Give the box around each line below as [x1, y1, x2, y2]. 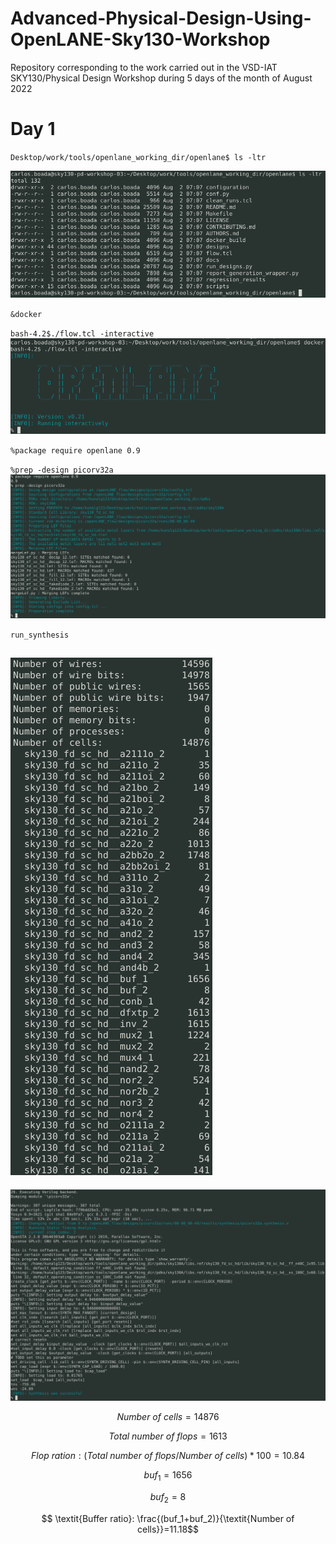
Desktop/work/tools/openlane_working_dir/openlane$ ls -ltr [10, 152, 267, 162]
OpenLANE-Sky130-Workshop [10, 28, 271, 51]
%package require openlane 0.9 [10, 446, 141, 456]
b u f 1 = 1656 [143, 1469, 193, 1484]
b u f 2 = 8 [149, 1491, 187, 1506]
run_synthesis [10, 630, 70, 640]
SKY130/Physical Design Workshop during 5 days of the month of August [10, 72, 313, 84]
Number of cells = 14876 [116, 1411, 220, 1423]
